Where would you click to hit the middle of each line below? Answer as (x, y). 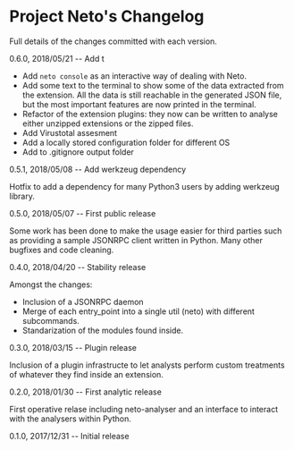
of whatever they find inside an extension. (86, 374)
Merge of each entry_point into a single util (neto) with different (138, 311)
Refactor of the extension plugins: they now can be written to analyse (150, 114)
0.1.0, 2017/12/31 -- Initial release (69, 436)
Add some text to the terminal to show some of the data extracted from (153, 85)
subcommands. (51, 320)
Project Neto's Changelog (107, 17)
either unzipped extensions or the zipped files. (108, 123)
